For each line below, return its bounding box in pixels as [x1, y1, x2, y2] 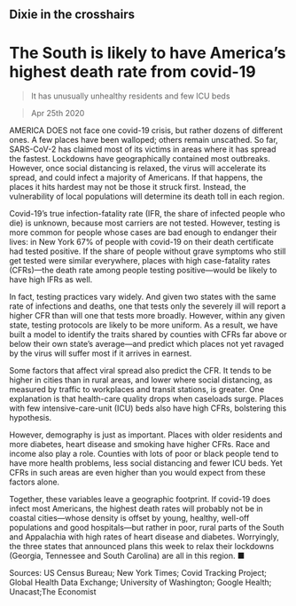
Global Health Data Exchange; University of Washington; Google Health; [9, 577, 272, 588]
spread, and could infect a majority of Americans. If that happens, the [9, 172, 263, 183]
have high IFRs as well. [9, 274, 93, 285]
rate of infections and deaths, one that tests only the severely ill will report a [9, 301, 286, 311]
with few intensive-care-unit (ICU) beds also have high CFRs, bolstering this [9, 403, 287, 413]
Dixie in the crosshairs [9, 7, 136, 22]
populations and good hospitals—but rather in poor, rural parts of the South [9, 523, 284, 533]
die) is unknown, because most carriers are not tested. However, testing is [9, 217, 281, 229]
